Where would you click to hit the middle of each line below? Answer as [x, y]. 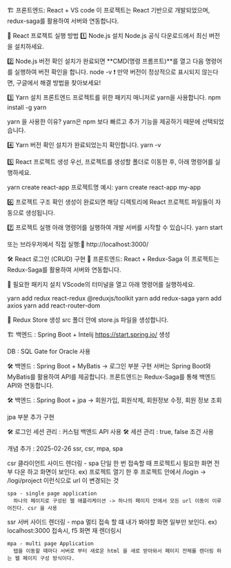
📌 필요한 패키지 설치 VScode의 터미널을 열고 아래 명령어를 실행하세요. [101, 284]
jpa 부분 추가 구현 [31, 417]
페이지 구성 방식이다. [49, 558]
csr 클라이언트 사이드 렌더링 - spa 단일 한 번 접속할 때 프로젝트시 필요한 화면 [110, 463]
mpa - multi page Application [51, 544]
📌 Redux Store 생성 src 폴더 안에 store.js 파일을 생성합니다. [88, 320]
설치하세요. [29, 46]
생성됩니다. [40, 212]
